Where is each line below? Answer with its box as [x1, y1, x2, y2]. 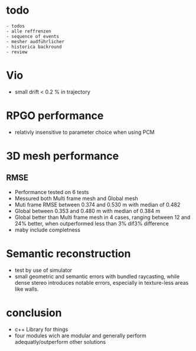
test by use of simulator [14, 266, 73, 273]
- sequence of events [6, 33, 60, 39]
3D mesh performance [6, 149, 119, 163]
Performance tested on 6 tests [14, 188, 89, 195]
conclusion [6, 306, 62, 320]
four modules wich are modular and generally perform [14, 332, 146, 339]
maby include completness [14, 226, 81, 233]
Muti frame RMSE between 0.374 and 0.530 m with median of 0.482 [14, 201, 181, 208]
